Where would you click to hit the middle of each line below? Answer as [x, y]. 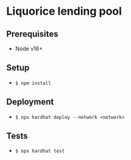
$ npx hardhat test [40, 151]
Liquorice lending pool [64, 11]
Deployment [30, 102]
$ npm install [33, 83]
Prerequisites [32, 34]
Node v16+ [29, 48]
